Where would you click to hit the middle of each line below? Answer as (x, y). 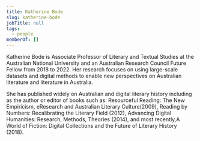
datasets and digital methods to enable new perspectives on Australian (94, 76)
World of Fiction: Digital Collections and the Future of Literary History (92, 126)
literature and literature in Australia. (50, 82)
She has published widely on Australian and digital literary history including (99, 94)
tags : (13, 28)
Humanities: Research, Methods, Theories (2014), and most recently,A (93, 119)
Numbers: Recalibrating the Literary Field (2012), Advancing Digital (89, 113)
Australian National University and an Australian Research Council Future (96, 63)
